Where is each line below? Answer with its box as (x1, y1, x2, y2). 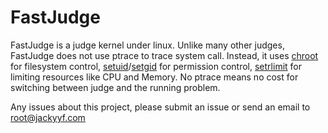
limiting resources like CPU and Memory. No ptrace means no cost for (10, 71, 299, 83)
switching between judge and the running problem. (10, 81, 221, 93)
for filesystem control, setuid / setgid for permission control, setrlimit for (10, 60, 302, 72)
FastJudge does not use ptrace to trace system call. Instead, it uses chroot (10, 49, 319, 61)
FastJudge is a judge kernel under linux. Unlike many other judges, (10, 39, 285, 51)
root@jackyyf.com (10, 111, 86, 123)
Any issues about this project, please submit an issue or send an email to (10, 101, 311, 113)
